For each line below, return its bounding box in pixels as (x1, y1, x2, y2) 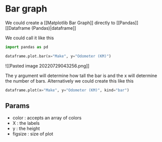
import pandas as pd (5, 44, 49, 49)
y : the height (12, 125, 40, 131)
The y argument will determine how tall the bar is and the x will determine (5, 73, 157, 79)
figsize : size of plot (12, 131, 54, 137)
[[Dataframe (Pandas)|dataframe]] (5, 25, 76, 31)
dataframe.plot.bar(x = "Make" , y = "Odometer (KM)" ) (5, 53, 112, 58)
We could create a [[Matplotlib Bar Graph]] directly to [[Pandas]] (5, 20, 138, 26)
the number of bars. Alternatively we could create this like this (5, 78, 134, 84)
